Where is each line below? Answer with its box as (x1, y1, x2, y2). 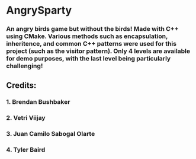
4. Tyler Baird (6, 146, 46, 154)
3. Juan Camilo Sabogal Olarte (6, 130, 95, 138)
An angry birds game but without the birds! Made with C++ (6, 25, 179, 33)
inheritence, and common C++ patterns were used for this (6, 40, 176, 48)
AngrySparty (6, 4, 72, 17)
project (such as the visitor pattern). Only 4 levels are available (6, 47, 191, 55)
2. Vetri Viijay (6, 114, 46, 122)
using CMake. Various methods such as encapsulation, (6, 32, 168, 40)
